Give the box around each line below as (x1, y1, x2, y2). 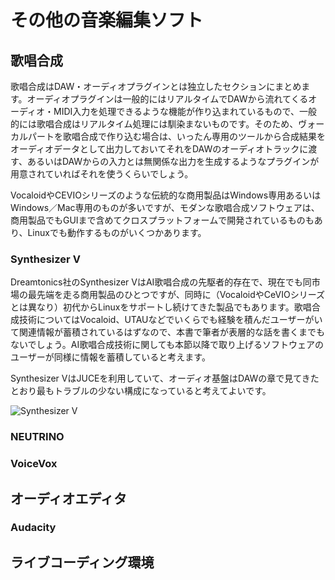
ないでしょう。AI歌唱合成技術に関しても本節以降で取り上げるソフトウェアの (10, 339, 325, 351)
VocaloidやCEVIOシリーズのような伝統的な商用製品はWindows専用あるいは (10, 189, 322, 201)
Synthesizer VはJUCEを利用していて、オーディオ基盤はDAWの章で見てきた (10, 372, 320, 385)
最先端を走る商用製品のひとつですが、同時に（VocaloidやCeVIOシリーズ (27, 289, 325, 301)
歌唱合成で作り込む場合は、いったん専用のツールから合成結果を (62, 131, 326, 142)
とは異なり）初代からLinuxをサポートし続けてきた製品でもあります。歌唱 (10, 301, 312, 313)
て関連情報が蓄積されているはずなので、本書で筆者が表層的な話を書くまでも (10, 326, 326, 338)
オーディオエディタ (10, 490, 128, 507)
